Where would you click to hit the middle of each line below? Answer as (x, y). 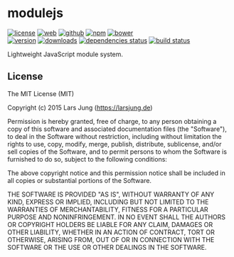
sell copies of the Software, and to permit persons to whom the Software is (117, 152)
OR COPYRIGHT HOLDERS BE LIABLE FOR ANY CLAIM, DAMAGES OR (110, 224)
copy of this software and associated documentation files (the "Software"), (117, 129)
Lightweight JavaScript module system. (65, 54)
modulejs (36, 13)
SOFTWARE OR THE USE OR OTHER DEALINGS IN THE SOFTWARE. (107, 247)
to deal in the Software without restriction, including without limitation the (115, 136)
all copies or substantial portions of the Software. (79, 180)
